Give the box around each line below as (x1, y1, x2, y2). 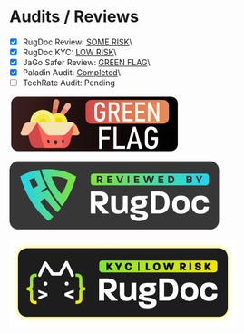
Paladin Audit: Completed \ (22, 67, 121, 78)
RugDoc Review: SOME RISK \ (22, 36, 133, 47)
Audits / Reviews (9, 6, 139, 27)
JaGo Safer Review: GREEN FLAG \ (22, 57, 151, 68)
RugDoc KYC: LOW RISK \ (22, 47, 117, 57)
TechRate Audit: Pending (22, 77, 116, 88)
